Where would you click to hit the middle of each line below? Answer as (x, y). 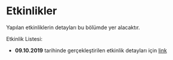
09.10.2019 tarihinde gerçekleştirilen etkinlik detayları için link (91, 50)
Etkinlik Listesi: (24, 39)
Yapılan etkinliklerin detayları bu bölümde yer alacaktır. (73, 27)
